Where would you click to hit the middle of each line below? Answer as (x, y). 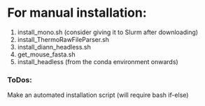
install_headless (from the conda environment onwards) (98, 61)
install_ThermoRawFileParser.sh (63, 39)
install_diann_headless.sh (54, 47)
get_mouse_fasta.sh (46, 54)
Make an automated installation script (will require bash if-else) (98, 95)
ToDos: (20, 79)
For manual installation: (77, 13)
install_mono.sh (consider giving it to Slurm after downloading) (107, 32)
